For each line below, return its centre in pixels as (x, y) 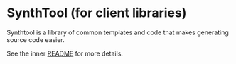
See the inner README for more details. (65, 53)
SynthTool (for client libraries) (97, 13)
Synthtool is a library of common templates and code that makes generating (118, 32)
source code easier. (36, 39)
